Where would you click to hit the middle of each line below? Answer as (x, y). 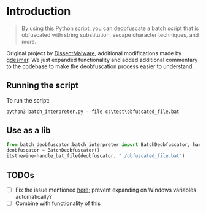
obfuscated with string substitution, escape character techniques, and (110, 34)
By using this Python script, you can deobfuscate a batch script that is (110, 28)
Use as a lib (29, 130)
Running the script (42, 86)
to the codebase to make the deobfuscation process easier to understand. (100, 66)
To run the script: (28, 100)
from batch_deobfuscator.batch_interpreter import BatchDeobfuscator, (98, 145)
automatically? (33, 197)
